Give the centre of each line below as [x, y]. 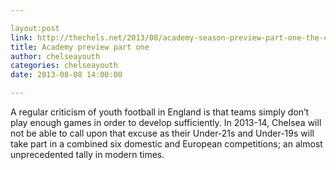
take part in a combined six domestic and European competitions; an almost [166, 144]
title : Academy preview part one [80, 47]
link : [21, 37]
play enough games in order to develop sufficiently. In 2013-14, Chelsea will [166, 122]
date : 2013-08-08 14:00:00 [66, 75]
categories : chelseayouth [64, 66]
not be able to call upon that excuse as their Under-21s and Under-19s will [162, 133]
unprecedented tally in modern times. [87, 154]
